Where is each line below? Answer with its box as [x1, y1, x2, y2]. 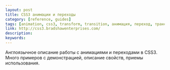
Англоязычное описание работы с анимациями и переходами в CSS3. [5, 49, 158, 55]
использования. [5, 60, 40, 66]
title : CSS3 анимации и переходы [5, 12, 76, 17]
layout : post [5, 7, 33, 13]
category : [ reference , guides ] [5, 17, 71, 22]
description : [5, 31, 33, 36]
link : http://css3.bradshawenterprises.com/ [5, 26, 101, 31]
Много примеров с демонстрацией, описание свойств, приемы [5, 54, 143, 60]
